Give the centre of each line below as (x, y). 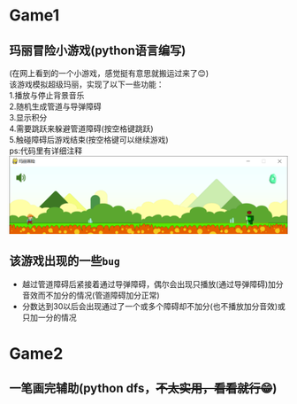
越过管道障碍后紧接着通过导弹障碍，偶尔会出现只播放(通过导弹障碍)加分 (153, 284)
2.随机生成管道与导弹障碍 (55, 106)
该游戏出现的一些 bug (65, 261)
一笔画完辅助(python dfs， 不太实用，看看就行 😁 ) (143, 388)
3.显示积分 (28, 117)
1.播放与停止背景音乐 (47, 95)
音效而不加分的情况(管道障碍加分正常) (91, 295)
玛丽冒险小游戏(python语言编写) (98, 50)
